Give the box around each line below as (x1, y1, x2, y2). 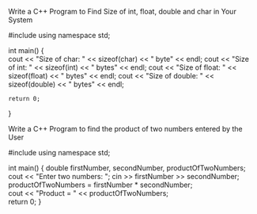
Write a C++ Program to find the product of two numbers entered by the (8, 124, 243, 133)
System (8, 15, 33, 25)
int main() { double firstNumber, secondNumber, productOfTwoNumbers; (8, 163, 247, 173)
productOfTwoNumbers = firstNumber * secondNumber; (8, 180, 193, 189)
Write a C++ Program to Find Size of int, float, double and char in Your (8, 7, 237, 16)
